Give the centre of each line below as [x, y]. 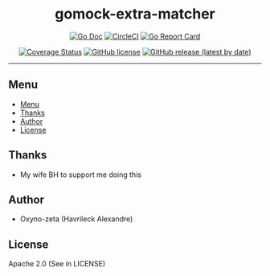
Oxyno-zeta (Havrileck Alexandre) [76, 219]
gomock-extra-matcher [135, 14]
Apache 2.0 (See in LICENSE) [57, 264]
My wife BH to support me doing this [81, 175]
